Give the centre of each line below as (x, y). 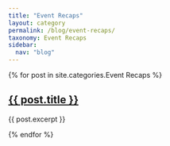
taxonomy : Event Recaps (48, 38)
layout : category (37, 23)
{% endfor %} (31, 134)
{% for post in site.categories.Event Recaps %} (85, 75)
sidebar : (23, 45)
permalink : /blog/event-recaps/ (62, 30)
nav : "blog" (35, 52)
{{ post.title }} (44, 100)
